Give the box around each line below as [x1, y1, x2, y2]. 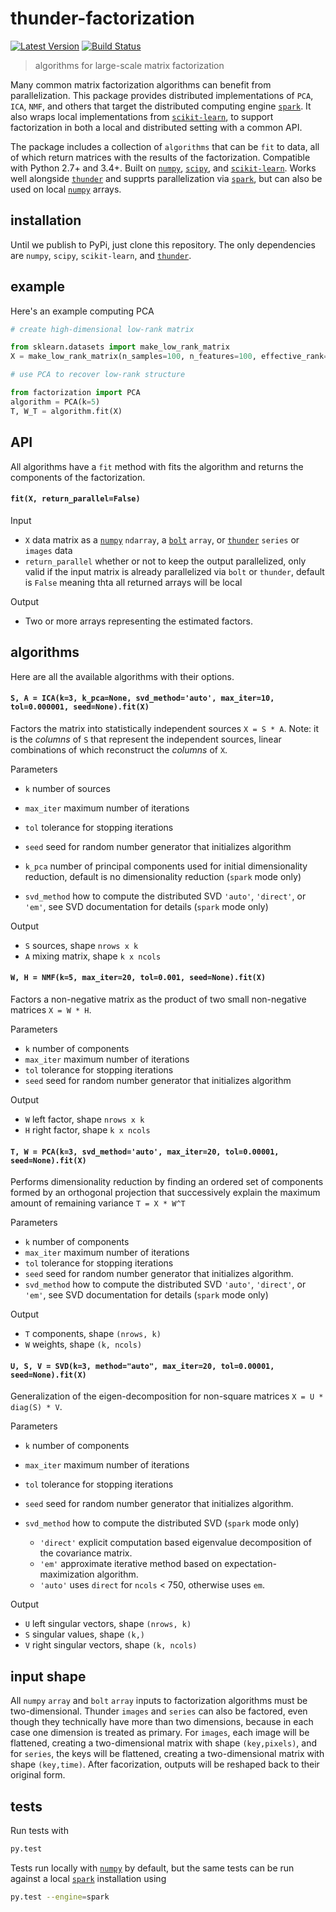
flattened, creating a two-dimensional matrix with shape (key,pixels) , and [10, 1737, 317, 1749]
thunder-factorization [10, 7, 195, 30]
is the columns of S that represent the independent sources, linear [10, 733, 282, 745]
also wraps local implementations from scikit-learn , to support [10, 110, 274, 122]
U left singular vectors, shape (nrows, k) [24, 1618, 192, 1630]
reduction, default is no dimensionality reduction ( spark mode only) [24, 870, 302, 882]
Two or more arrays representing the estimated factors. [24, 615, 254, 627]
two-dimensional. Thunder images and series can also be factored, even [10, 1705, 308, 1717]
